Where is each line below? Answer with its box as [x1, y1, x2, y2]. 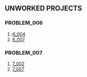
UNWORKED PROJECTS [5, 4, 82, 13]
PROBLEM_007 [5, 49, 43, 56]
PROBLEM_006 [5, 19, 43, 27]
